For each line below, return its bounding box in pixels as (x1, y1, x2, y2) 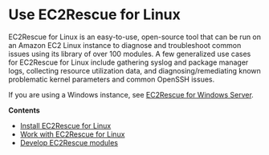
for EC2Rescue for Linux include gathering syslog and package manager (8, 58, 249, 67)
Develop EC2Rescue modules (19, 137, 119, 147)
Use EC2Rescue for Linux (8, 6, 181, 24)
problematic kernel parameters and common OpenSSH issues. (8, 74, 215, 84)
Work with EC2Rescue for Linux (19, 129, 125, 139)
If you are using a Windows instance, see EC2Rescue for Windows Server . (8, 89, 255, 99)
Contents (8, 105, 40, 115)
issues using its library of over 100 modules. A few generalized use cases (8, 49, 251, 58)
